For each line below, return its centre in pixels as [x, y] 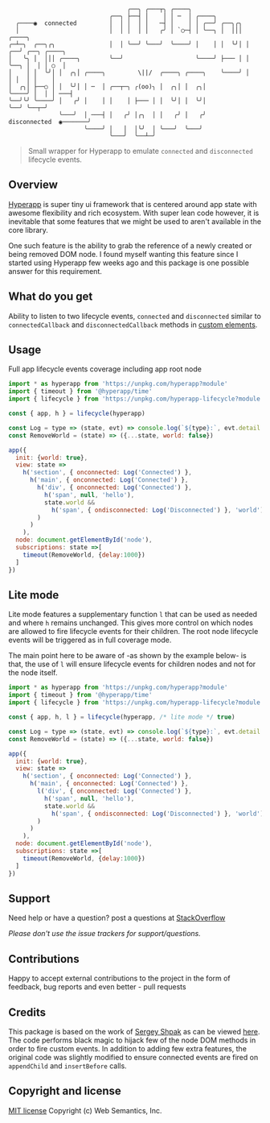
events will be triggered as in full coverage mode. [90, 640]
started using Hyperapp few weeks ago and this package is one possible [129, 263]
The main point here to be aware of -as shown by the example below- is [127, 656]
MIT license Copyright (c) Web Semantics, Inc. [85, 1110]
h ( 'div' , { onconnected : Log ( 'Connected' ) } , [115, 488]
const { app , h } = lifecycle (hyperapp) [77, 414]
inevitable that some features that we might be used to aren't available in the [135, 221]
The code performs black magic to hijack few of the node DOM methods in [132, 1040]
